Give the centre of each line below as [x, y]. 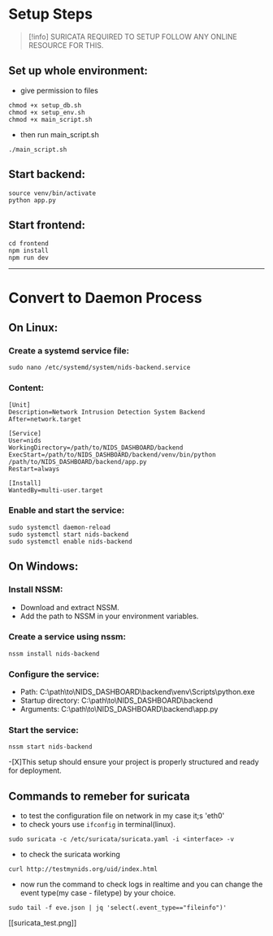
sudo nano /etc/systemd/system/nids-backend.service [100, 368]
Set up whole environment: [78, 71]
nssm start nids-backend [50, 747]
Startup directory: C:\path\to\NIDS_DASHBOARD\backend [117, 700]
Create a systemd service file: [69, 350]
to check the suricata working [70, 855]
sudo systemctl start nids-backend [69, 534]
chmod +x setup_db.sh [45, 105]
